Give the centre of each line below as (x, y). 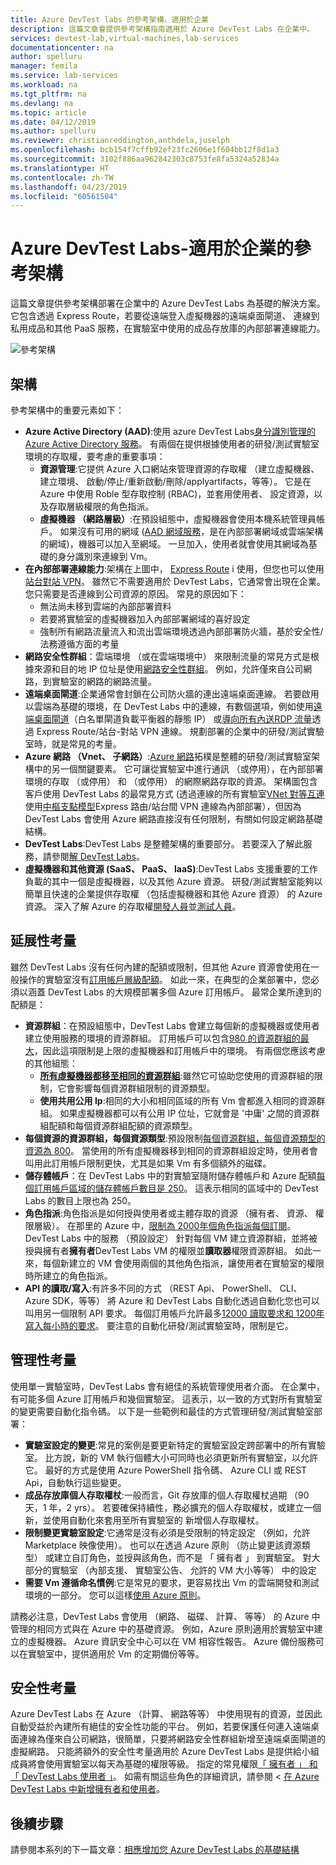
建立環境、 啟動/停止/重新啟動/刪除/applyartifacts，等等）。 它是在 (175, 481)
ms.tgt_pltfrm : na (48, 94)
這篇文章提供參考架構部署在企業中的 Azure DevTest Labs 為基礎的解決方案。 (168, 303)
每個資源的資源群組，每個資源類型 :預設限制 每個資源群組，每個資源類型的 (175, 1138)
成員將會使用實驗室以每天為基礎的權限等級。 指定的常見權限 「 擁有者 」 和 (164, 1764)
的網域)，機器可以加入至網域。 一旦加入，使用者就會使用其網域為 (174, 544)
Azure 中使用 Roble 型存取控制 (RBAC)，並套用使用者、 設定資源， (177, 494)
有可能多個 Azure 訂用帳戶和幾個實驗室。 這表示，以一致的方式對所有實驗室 (166, 1398)
